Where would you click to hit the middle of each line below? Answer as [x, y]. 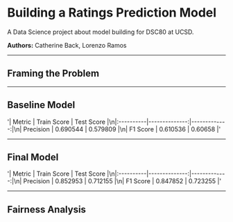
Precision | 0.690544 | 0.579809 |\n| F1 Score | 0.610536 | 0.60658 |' [122, 129]
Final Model [33, 157]
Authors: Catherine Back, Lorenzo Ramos [67, 45]
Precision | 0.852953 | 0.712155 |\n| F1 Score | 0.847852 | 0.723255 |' [122, 181]
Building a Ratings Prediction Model [112, 13]
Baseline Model [41, 105]
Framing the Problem [53, 74]
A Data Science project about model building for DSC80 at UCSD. [101, 32]
